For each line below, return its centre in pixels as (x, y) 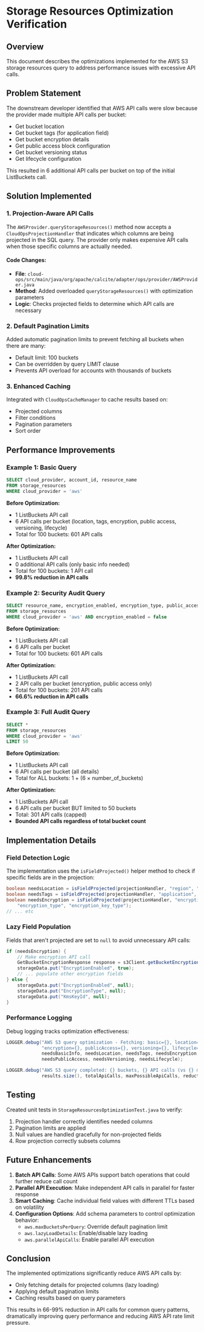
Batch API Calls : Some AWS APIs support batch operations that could (102, 1175)
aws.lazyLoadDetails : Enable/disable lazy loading (86, 1233)
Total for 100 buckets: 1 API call (54, 570)
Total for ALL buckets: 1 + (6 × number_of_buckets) (79, 778)
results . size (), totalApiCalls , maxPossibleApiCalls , (111, 1076)
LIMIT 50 (17, 742)
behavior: (27, 1220)
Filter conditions (35, 418)
